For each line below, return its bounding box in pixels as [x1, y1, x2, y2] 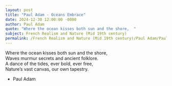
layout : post [5, 7, 33, 13]
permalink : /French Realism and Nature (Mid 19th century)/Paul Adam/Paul [5, 36, 168, 41]
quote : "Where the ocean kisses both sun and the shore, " [5, 26, 137, 32]
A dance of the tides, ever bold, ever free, [5, 61, 94, 67]
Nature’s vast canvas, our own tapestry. [5, 66, 89, 72]
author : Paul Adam [5, 21, 45, 27]
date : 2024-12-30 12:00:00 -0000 [5, 17, 77, 22]
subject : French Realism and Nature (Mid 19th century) [5, 31, 127, 36]
